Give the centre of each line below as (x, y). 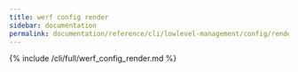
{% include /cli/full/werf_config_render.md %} (93, 59)
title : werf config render (59, 17)
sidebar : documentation (53, 25)
